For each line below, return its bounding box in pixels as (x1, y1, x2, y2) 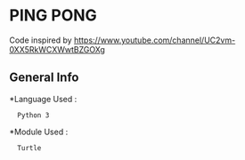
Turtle (17, 143, 42, 152)
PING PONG (9, 5, 98, 26)
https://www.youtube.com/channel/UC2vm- (74, 35, 236, 45)
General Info (9, 70, 79, 85)
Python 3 (17, 110, 50, 120)
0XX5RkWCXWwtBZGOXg (9, 44, 105, 54)
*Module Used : (9, 126, 69, 137)
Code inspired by (9, 35, 73, 45)
